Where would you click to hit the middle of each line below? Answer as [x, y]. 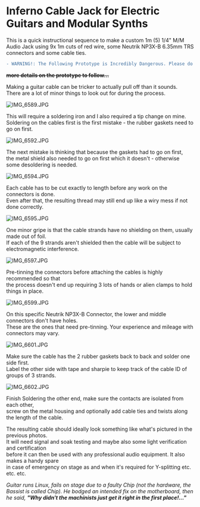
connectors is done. [31, 194]
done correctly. [25, 206]
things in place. [25, 291]
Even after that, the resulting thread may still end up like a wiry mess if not [97, 200]
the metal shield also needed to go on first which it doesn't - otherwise [93, 158]
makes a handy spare [32, 460]
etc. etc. [16, 473]
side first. [18, 363]
